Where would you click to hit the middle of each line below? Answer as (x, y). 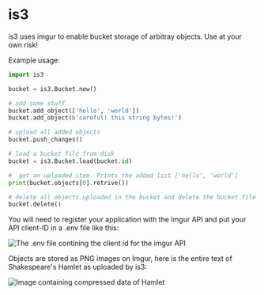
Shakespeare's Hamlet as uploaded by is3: (78, 267)
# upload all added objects (55, 132)
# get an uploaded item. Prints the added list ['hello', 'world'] (123, 176)
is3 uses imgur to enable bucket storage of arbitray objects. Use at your (125, 36)
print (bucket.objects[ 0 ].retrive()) (68, 183)
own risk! (23, 44)
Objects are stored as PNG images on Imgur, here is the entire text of (121, 259)
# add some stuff (37, 103)
